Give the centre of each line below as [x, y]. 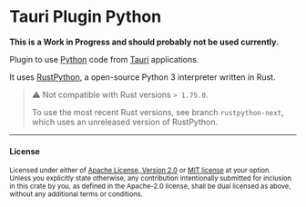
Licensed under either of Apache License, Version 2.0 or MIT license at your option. [140, 171]
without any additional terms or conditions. [76, 194]
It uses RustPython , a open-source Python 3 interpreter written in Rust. [143, 77]
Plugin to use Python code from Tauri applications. [104, 59]
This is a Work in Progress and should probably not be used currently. [144, 42]
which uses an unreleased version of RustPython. [125, 122]
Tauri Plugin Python [86, 17]
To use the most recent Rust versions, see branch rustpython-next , [158, 112]
